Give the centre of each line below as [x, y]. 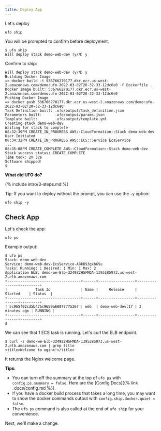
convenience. [26, 414]
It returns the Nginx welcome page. [40, 359]
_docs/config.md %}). [34, 388]
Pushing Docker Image [27, 98]
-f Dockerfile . [136, 85]
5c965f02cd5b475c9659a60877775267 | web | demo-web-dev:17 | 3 [75, 307]
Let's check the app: [25, 229]
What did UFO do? [24, 175]
